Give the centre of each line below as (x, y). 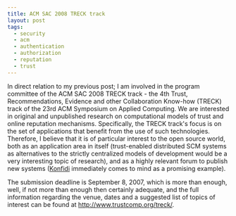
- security (30, 33)
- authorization (37, 53)
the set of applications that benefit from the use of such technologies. (108, 131)
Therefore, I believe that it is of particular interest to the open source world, (116, 139)
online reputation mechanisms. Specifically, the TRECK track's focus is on (114, 123)
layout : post (26, 20)
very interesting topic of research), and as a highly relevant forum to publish (117, 161)
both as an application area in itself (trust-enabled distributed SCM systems (117, 146)
